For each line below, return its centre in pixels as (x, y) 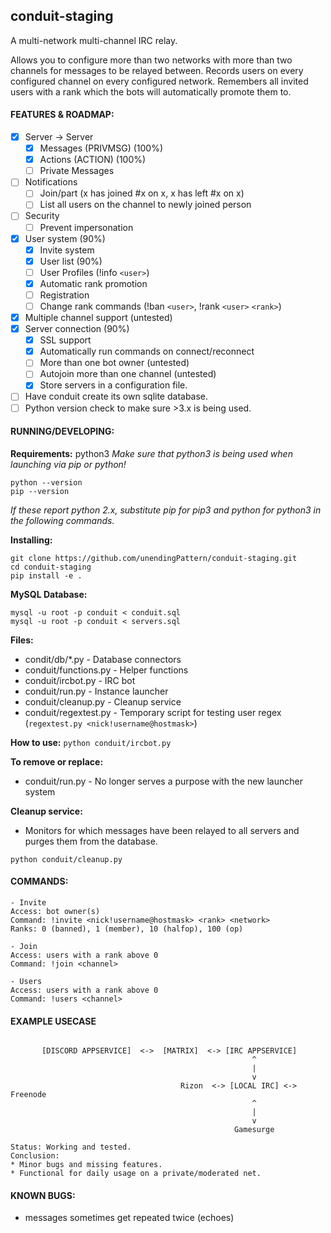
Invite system (67, 250)
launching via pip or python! (68, 464)
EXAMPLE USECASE (53, 1021)
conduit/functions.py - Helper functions (106, 670)
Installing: (31, 540)
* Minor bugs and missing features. (86, 1165)
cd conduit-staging (51, 567)
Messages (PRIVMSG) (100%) (101, 148)
